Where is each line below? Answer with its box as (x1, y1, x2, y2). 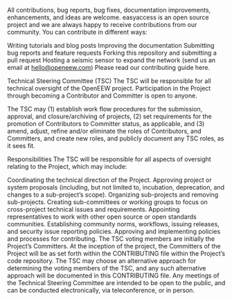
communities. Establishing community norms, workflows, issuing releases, (7, 220, 220, 228)
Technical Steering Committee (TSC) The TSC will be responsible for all (7, 77, 211, 85)
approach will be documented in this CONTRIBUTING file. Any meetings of (7, 271, 220, 280)
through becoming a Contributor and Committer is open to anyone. (7, 91, 197, 100)
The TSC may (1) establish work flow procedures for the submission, (7, 105, 203, 113)
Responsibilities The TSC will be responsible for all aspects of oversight (7, 155, 211, 163)
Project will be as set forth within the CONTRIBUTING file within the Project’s (7, 249, 226, 257)
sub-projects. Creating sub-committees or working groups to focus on (7, 198, 208, 206)
